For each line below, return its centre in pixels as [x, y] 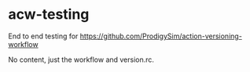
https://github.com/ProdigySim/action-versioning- [161, 36]
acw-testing [49, 14]
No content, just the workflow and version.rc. [81, 59]
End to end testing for [43, 36]
